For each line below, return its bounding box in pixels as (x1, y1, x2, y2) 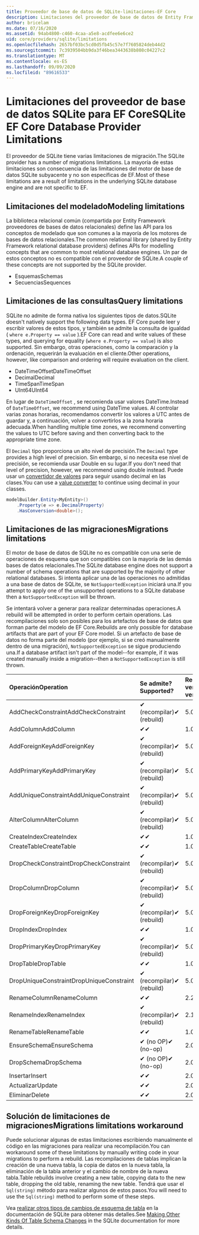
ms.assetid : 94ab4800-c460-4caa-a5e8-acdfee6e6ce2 (6, 31, 134, 37)
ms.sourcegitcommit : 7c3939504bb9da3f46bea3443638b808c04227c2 (6, 47, 166, 53)
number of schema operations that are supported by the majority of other (6, 568, 185, 575)
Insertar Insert (9, 1072, 47, 1080)
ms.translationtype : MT (6, 53, 65, 59)
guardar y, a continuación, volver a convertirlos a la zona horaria (6, 417, 163, 424)
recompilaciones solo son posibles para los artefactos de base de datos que (6, 617, 192, 625)
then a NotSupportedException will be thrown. (6, 593, 116, 600)
